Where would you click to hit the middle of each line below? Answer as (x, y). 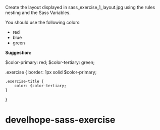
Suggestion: (18, 53)
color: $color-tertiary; (40, 86)
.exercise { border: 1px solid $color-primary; (51, 72)
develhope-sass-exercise (60, 120)
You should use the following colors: (43, 22)
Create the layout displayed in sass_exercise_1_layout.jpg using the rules (80, 7)
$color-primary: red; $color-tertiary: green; (50, 62)
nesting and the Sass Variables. (38, 13)
